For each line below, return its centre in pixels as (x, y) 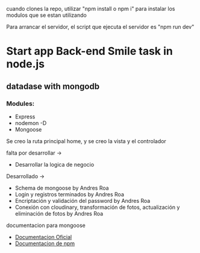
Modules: (20, 103)
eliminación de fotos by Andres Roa (59, 213)
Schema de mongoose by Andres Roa (62, 188)
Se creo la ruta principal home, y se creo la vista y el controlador (86, 141)
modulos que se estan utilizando (47, 15)
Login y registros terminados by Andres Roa (70, 194)
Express (25, 117)
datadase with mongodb (53, 86)
